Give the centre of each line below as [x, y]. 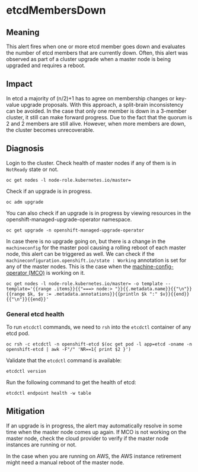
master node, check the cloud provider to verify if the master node [87, 438]
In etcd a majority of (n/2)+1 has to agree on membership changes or [90, 98]
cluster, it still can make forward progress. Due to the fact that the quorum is [99, 117]
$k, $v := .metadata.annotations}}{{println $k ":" [93, 294]
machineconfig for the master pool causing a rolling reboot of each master [96, 248]
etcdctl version [26, 371]
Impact [19, 84]
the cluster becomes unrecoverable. [50, 130]
